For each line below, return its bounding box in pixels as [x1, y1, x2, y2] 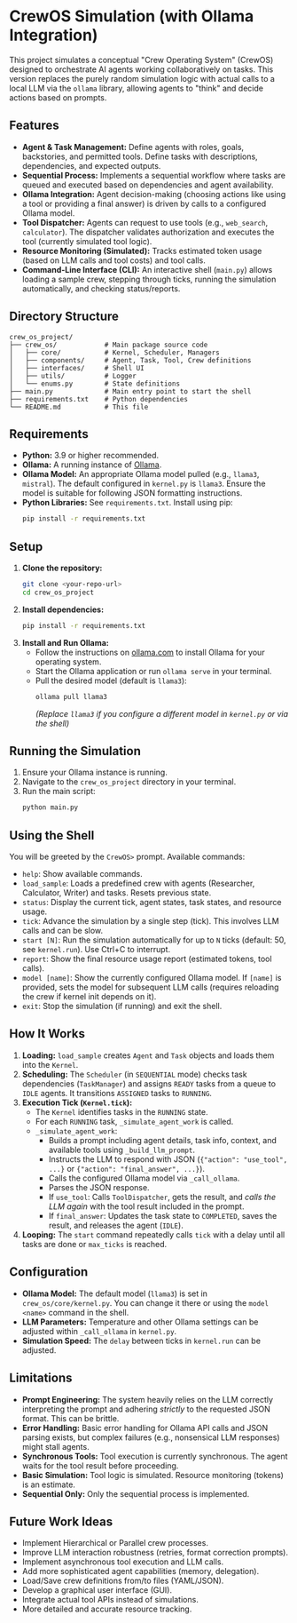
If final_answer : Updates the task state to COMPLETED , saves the [48, 1210, 277, 1221]
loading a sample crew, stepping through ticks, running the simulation [21, 274, 277, 284]
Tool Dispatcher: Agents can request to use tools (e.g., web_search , [21, 217, 269, 227]
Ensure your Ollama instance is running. [21, 767, 168, 778]
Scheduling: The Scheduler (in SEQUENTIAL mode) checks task [21, 1069, 247, 1079]
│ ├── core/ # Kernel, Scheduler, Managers [9, 348, 220, 357]
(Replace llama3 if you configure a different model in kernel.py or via [35, 708, 289, 719]
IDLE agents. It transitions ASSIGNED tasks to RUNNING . [21, 1087, 213, 1098]
